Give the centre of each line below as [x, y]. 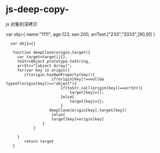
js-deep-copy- [37, 9]
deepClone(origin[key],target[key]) [88, 110]
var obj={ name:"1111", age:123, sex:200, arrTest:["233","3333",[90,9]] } [81, 34]
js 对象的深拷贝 [22, 24]
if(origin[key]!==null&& [77, 79]
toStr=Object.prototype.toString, [54, 61]
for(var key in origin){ [44, 70]
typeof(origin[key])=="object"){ [41, 83]
